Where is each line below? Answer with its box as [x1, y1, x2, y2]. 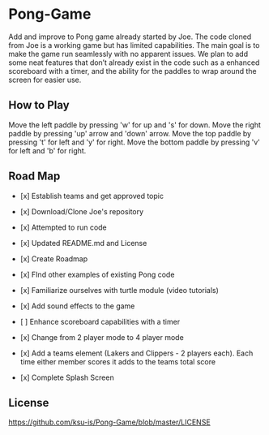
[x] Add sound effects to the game [19, 301, 135, 311]
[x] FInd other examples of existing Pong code [19, 269, 175, 279]
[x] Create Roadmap [19, 253, 88, 264]
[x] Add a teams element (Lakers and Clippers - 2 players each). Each [19, 348, 254, 358]
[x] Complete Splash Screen [19, 373, 115, 382]
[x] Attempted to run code [19, 222, 107, 232]
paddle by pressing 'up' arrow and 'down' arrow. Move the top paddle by [8, 128, 252, 138]
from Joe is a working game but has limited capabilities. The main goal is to [8, 40, 260, 50]
